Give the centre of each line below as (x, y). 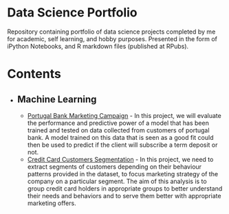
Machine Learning (57, 99)
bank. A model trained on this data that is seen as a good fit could (120, 137)
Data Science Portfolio (72, 13)
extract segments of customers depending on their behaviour (114, 167)
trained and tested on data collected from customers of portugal (118, 130)
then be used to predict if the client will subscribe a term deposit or (122, 145)
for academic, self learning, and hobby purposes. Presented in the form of (112, 38)
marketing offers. (52, 203)
